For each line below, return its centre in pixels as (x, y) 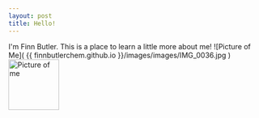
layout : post (30, 16)
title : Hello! (32, 23)
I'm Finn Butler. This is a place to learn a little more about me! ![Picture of (129, 46)
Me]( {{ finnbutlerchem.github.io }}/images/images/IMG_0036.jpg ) (120, 55)
